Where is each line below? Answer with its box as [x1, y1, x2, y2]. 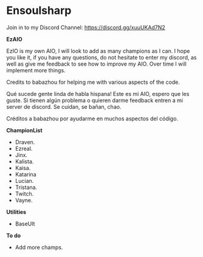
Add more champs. [15, 244, 63, 251]
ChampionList [6, 126, 43, 134]
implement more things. [6, 66, 66, 74]
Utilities [6, 208, 26, 216]
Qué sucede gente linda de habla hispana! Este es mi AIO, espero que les [6, 90, 190, 97]
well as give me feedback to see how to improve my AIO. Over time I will [6, 60, 187, 67]
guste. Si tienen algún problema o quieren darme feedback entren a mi [6, 97, 184, 104]
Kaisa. [15, 164, 31, 171]
